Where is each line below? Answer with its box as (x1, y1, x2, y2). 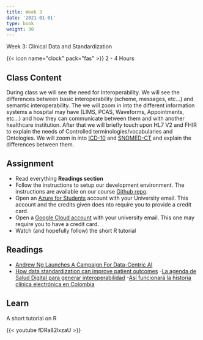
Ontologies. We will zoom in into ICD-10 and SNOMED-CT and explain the (6, 134, 191, 142)
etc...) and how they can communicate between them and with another (6, 115, 185, 123)
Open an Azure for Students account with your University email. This (15, 194, 188, 202)
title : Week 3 (6, 9, 43, 15)
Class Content (6, 72, 62, 83)
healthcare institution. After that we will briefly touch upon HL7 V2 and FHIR (6, 121, 197, 129)
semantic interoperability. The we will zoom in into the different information (6, 102, 195, 109)
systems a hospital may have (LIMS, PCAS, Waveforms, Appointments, (6, 108, 185, 116)
